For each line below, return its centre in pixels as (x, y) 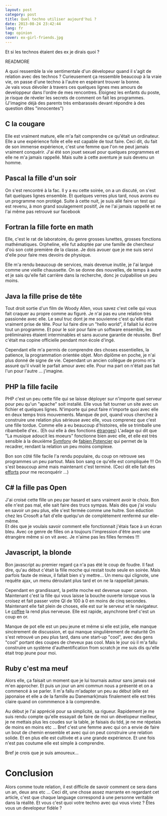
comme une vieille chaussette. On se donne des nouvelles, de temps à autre (83, 270)
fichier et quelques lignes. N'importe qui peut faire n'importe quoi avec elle (82, 409)
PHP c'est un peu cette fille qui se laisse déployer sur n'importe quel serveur (83, 399)
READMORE (17, 61)
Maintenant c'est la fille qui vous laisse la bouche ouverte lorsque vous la (80, 595)
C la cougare (25, 124)
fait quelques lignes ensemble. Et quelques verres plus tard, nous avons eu (82, 196)
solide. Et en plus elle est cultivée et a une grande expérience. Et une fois (80, 738)
